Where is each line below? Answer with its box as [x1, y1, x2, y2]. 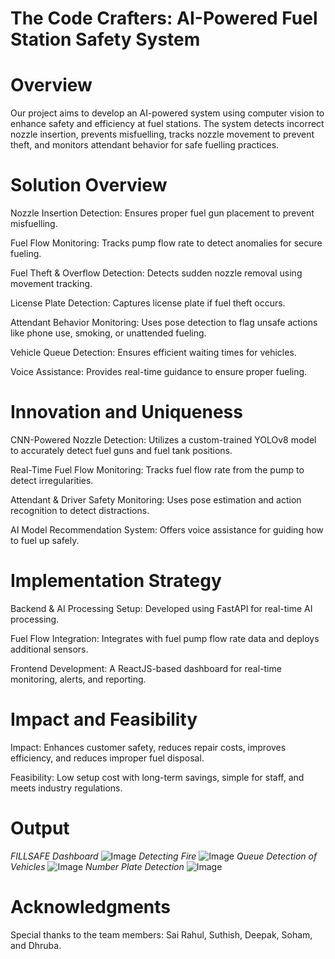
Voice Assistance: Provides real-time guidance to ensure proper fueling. [10, 366, 308, 378]
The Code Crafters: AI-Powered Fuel [10, 7, 318, 30]
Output [10, 817, 70, 840]
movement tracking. [10, 278, 93, 290]
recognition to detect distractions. [10, 505, 150, 516]
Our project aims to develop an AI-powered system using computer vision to [10, 107, 325, 119]
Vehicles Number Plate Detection [10, 860, 185, 872]
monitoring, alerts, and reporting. [10, 673, 147, 685]
